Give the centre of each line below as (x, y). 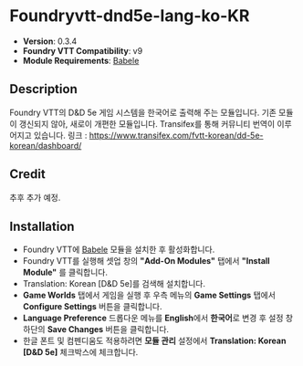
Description (43, 89)
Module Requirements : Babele (81, 60)
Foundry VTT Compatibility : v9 (83, 50)
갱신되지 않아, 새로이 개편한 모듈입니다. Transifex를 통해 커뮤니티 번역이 (147, 123)
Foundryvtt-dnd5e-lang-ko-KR (130, 16)
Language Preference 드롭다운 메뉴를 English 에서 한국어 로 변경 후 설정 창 (158, 318)
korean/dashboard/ (46, 145)
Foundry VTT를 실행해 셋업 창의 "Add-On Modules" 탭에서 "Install (146, 261)
